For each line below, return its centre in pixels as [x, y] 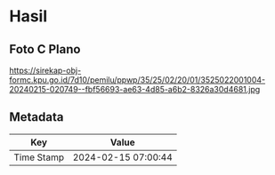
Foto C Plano [45, 49]
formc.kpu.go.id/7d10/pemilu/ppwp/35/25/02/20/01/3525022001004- [137, 80]
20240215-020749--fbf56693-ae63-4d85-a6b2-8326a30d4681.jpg [135, 89]
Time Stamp [39, 157]
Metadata [36, 117]
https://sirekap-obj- [45, 70]
